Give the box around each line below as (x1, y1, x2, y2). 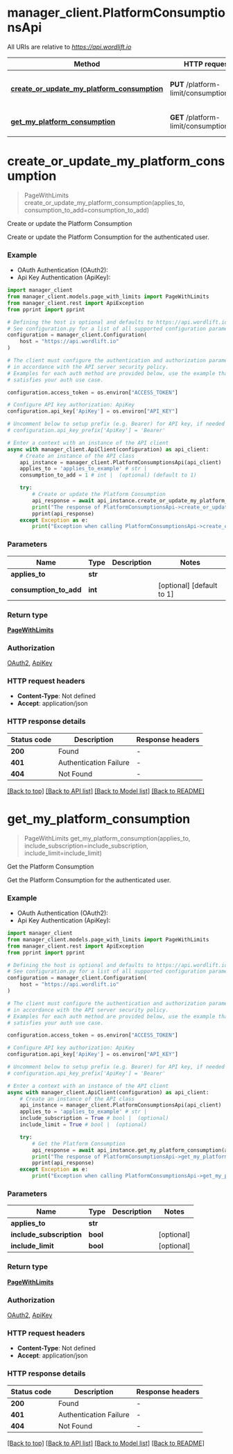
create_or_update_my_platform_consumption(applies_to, (24, 198, 185, 206)
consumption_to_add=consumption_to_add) (24, 206, 150, 214)
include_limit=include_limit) (24, 849, 103, 857)
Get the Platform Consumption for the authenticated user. (7, 875, 171, 884)
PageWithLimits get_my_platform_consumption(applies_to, (24, 834, 191, 842)
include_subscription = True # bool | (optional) (19, 1115, 169, 1122)
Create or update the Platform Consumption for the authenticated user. (7, 233, 209, 241)
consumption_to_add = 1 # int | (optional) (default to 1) (19, 472, 197, 479)
